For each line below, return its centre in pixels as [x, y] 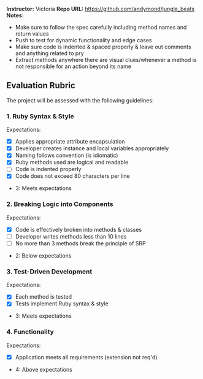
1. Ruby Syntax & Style [40, 116]
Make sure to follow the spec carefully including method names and [101, 27]
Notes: [15, 15]
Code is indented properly [48, 169]
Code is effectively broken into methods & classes [79, 229]
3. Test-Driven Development [49, 271]
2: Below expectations [43, 255]
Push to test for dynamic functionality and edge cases [83, 40]
